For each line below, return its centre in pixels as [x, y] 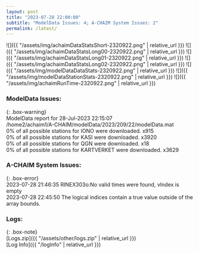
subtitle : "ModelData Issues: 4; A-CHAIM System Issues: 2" [83, 23]
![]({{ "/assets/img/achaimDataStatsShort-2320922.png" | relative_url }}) [95, 45]
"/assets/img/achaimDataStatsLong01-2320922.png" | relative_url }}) [99, 58]
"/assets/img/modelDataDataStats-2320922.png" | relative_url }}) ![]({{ [101, 71]
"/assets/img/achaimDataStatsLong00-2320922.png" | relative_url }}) [99, 52]
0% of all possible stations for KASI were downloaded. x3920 [82, 137]
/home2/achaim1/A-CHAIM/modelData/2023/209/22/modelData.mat [90, 124]
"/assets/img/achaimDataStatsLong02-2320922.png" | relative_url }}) [99, 64]
